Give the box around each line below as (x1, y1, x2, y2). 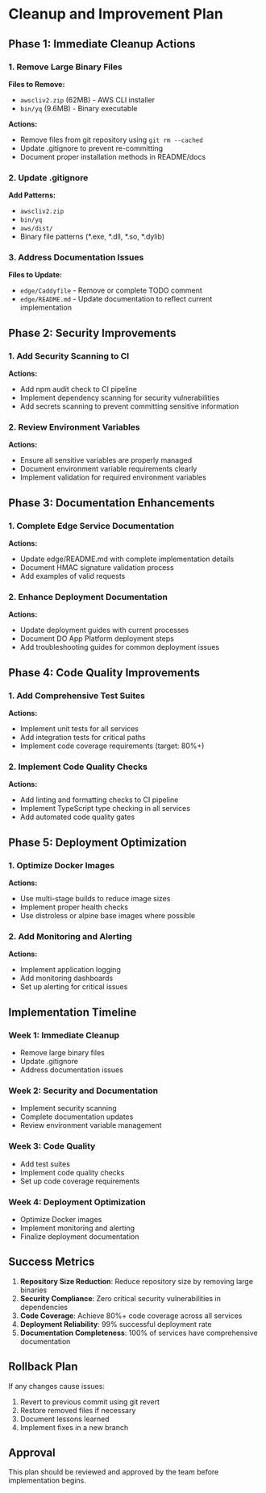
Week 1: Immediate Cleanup (8, 1029, 119, 1041)
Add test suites (19, 1158, 71, 1169)
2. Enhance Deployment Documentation (8, 592, 168, 603)
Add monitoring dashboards (19, 973, 114, 984)
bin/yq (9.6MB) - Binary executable (19, 103, 138, 113)
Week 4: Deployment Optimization (8, 1196, 147, 1208)
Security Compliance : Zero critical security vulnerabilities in (19, 1293, 222, 1303)
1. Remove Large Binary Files (8, 61, 123, 73)
